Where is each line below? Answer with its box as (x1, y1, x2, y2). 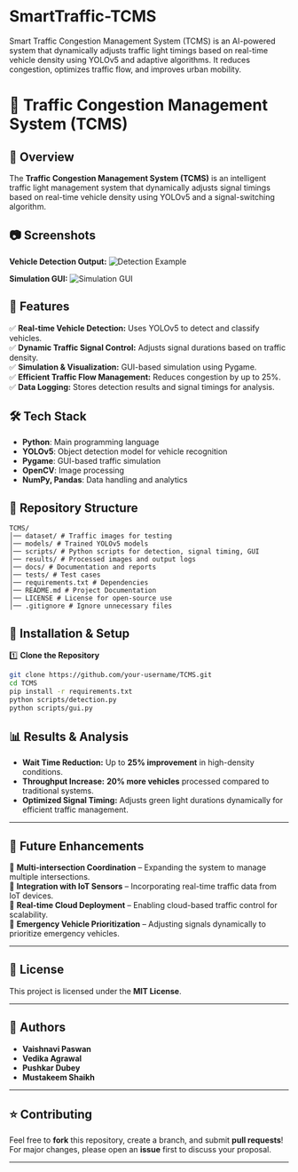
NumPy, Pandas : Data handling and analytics (21, 474, 188, 485)
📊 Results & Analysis (9, 729, 129, 744)
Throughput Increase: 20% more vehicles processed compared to (21, 776, 270, 787)
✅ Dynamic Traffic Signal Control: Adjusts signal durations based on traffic (9, 342, 286, 353)
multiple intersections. (9, 872, 90, 881)
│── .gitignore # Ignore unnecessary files (9, 602, 173, 610)
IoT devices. (9, 890, 54, 901)
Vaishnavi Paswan (21, 1043, 91, 1054)
